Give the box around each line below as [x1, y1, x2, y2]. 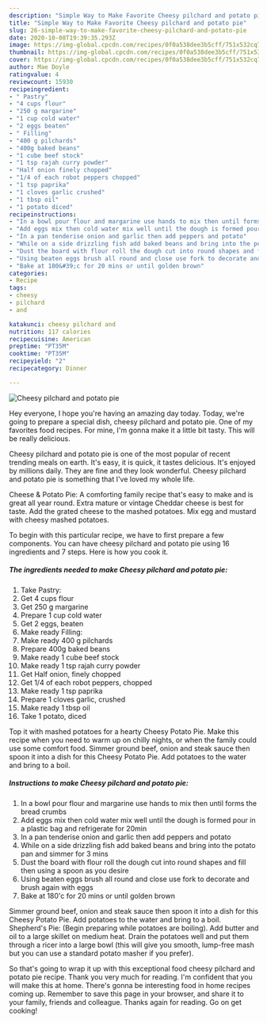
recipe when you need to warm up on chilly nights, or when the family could [9, 735, 257, 744]
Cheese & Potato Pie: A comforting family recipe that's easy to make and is [9, 489, 254, 499]
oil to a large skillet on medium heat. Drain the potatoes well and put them [9, 931, 250, 941]
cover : [9, 56, 31, 64]
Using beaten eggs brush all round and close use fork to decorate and [20, 874, 250, 884]
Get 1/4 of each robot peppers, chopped [20, 678, 153, 687]
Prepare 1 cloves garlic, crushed [20, 694, 126, 704]
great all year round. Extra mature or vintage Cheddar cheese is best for [9, 498, 244, 508]
